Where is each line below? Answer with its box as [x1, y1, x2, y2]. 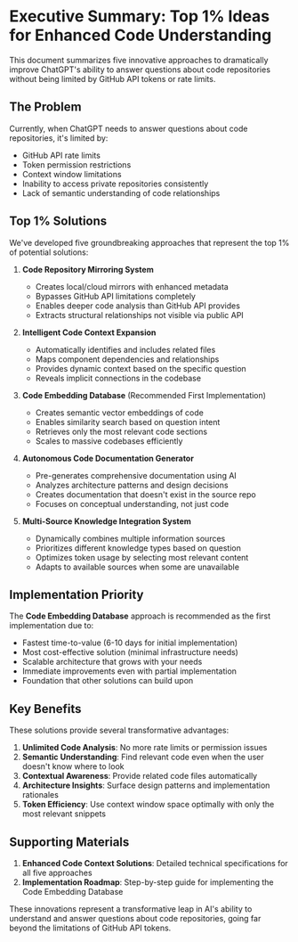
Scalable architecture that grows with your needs [21, 657, 203, 668]
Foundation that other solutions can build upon [21, 676, 194, 686]
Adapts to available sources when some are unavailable [35, 561, 240, 572]
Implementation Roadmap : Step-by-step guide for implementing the [21, 877, 274, 888]
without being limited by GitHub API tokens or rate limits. [9, 73, 216, 84]
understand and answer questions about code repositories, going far [9, 913, 262, 923]
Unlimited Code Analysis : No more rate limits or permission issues [21, 742, 268, 753]
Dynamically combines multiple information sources [35, 533, 226, 544]
